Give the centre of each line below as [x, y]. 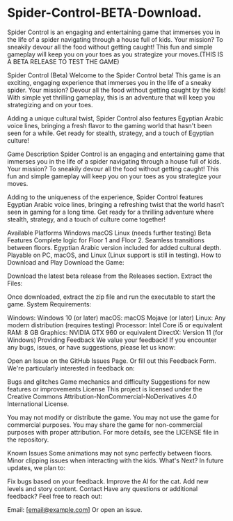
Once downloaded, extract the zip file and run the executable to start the [111, 297]
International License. [38, 404]
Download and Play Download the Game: [66, 262]
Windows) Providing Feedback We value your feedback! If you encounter [112, 340]
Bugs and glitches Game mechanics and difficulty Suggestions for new [109, 382]
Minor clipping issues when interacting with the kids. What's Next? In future [115, 460]
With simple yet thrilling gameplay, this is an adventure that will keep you [111, 97]
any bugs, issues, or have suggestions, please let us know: [91, 347]
